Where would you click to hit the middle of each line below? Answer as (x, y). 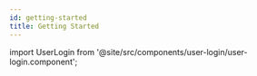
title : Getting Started (54, 26)
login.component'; (44, 62)
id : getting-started (49, 18)
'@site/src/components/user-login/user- (172, 52)
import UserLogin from (52, 52)
